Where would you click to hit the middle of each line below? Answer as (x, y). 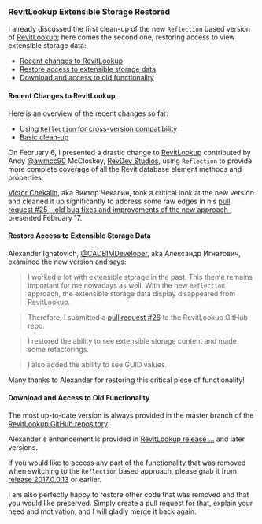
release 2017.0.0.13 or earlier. (55, 479)
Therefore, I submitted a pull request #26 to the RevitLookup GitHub (137, 317)
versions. (23, 447)
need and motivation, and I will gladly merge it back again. (102, 511)
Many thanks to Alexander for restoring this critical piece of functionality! (127, 380)
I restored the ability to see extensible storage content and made (132, 340)
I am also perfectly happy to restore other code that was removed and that (129, 494)
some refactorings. (58, 349)
